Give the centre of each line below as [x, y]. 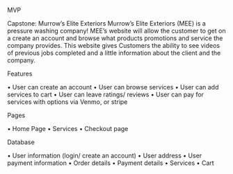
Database [21, 142]
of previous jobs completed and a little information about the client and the [114, 53]
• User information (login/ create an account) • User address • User [105, 156]
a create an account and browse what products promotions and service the [115, 38]
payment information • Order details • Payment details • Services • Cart [111, 163]
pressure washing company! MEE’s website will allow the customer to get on [116, 31]
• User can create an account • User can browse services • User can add [113, 87]
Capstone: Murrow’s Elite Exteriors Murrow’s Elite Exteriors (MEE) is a [107, 23]
